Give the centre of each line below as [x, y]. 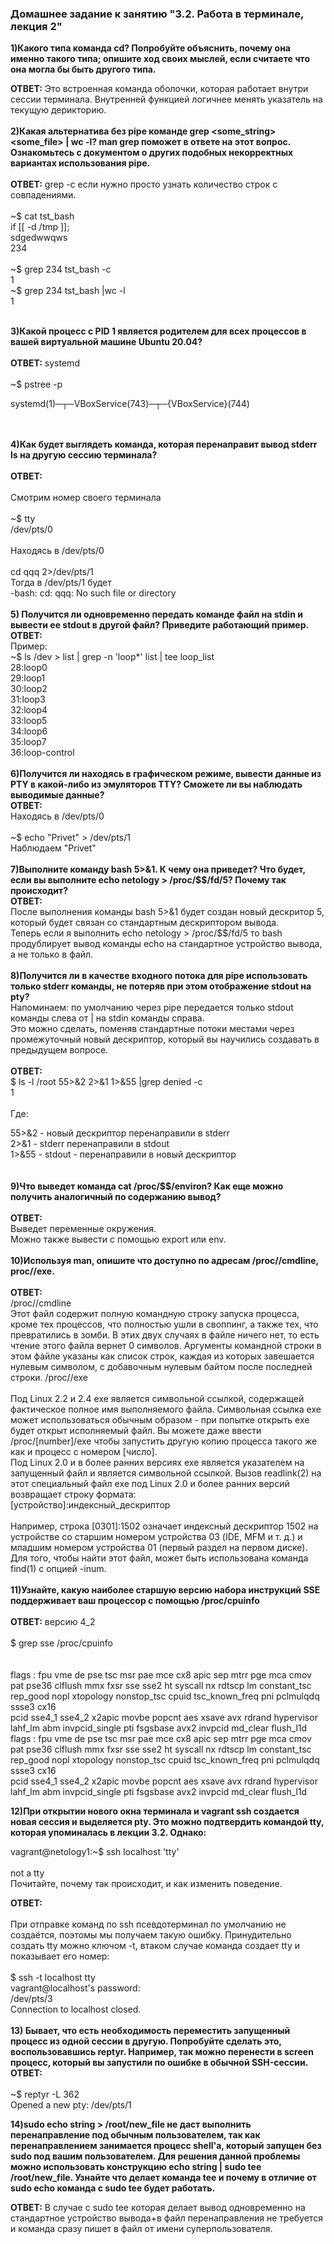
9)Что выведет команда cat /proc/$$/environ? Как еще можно [147, 1186]
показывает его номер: [60, 1956]
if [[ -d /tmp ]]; [40, 227]
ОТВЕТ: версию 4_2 [53, 1622]
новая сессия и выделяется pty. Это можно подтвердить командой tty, [167, 1822]
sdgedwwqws [39, 238]
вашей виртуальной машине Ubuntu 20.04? [106, 342]
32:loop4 [29, 710]
